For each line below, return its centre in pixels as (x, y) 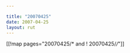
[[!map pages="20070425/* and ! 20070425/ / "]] (65, 44)
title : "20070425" (29, 16)
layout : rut (21, 27)
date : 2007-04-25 (27, 22)
